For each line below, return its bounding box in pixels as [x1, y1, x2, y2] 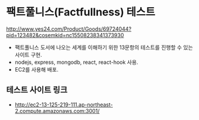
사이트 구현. [14, 51, 43, 58]
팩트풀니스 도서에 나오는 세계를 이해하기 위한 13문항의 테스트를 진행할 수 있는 [14, 44, 193, 51]
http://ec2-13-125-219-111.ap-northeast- [14, 101, 113, 108]
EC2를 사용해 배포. [14, 66, 59, 73]
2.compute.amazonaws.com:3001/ [14, 107, 100, 114]
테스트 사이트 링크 [6, 85, 68, 95]
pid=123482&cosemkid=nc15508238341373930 [6, 31, 124, 38]
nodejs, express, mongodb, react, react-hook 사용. [14, 59, 138, 66]
